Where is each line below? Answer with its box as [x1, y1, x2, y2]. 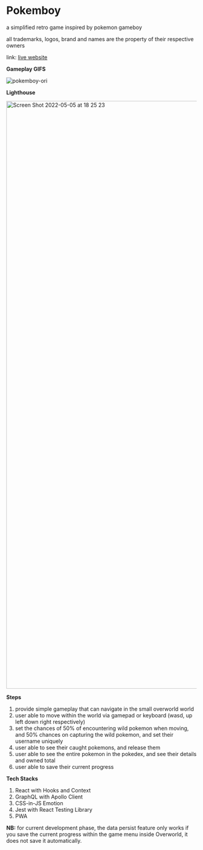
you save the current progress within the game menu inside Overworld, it [6, 831, 188, 838]
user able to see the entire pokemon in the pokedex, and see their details [14, 750, 197, 757]
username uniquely [14, 737, 63, 745]
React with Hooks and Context [14, 786, 91, 794]
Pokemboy [6, 4, 62, 18]
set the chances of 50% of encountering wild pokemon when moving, [14, 725, 189, 732]
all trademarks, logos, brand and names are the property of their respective [6, 35, 194, 42]
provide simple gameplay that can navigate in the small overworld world [14, 705, 195, 712]
